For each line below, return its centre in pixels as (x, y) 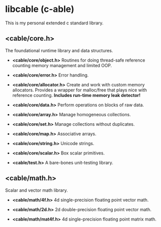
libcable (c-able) (40, 9)
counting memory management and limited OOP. (62, 65)
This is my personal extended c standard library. (54, 23)
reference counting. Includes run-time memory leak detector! (76, 95)
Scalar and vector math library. (37, 190)
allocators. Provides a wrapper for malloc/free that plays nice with (80, 90)
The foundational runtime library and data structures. (59, 50)
